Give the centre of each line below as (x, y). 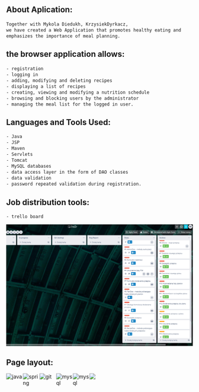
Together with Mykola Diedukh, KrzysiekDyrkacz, (67, 24)
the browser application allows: (65, 54)
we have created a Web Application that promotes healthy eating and (94, 30)
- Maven (16, 149)
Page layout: (30, 362)
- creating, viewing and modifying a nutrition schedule (78, 92)
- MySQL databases (29, 166)
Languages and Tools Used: (59, 122)
